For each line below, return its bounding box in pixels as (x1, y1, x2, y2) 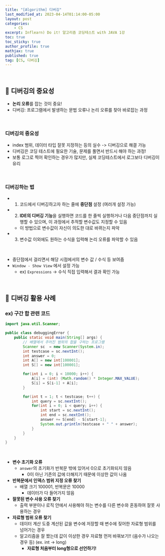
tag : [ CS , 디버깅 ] (5, 58, 40, 63)
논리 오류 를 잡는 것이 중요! (12, 101, 63, 107)
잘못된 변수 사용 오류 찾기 (12, 496, 61, 502)
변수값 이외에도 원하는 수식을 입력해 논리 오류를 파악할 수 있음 (19, 236, 138, 242)
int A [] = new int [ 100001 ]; (23, 358, 80, 363)
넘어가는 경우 (19, 527, 45, 533)
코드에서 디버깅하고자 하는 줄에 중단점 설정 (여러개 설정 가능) (19, 201, 136, 207)
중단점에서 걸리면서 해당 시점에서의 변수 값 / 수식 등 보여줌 (12, 256, 125, 262)
